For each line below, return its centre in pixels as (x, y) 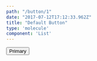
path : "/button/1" (29, 12)
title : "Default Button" (37, 23)
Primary (18, 51)
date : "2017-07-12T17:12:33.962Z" (49, 17)
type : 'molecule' (28, 28)
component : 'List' (29, 34)
